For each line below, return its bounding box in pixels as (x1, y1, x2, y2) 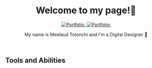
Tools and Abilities (5, 56, 66, 65)
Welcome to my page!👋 (35, 5, 137, 16)
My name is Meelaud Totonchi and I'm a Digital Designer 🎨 (24, 31, 148, 37)
